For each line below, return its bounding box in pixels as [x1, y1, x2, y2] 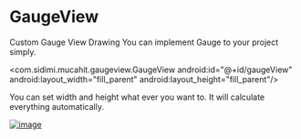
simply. [9, 46, 36, 57]
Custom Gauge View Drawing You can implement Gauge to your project [9, 37, 279, 48]
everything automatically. [9, 101, 105, 112]
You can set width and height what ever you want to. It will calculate [9, 91, 265, 102]
